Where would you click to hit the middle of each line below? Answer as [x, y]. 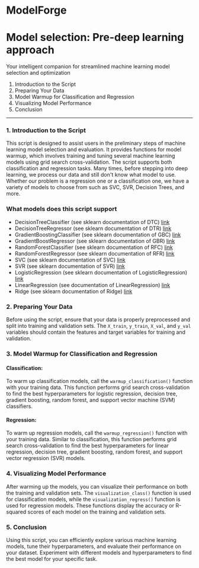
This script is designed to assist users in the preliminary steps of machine [96, 143]
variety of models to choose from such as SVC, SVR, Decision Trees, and [95, 187]
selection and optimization [38, 73]
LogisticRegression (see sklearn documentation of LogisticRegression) [101, 272]
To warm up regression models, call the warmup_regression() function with [97, 433]
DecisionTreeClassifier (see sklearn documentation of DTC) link [92, 222]
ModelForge [36, 10]
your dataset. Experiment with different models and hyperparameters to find [99, 553]
